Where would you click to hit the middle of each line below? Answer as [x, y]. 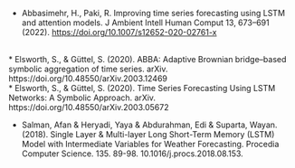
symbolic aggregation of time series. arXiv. [88, 69]
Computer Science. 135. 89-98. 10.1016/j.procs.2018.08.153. [132, 154]
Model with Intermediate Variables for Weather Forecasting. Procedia [150, 144]
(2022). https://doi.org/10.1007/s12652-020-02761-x [119, 32]
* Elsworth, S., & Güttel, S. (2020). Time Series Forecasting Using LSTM [142, 88]
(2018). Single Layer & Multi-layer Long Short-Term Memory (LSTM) [148, 134]
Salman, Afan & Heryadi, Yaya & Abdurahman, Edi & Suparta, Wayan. [149, 125]
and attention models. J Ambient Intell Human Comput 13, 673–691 [145, 23]
